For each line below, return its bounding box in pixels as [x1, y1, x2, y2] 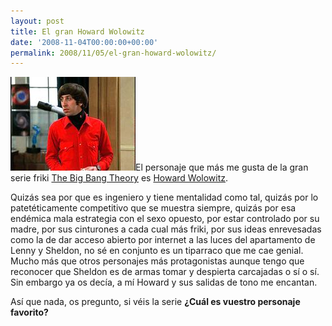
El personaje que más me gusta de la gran [135, 161, 309, 174]
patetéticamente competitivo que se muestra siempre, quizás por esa [10, 202, 297, 214]
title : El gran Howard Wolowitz [10, 26, 145, 37]
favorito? [10, 306, 49, 319]
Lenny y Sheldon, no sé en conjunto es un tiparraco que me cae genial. [10, 245, 304, 257]
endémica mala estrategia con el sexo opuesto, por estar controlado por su [10, 213, 320, 225]
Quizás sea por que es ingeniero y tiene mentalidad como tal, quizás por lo [10, 191, 319, 204]
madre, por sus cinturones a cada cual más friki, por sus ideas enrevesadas [10, 223, 322, 235]
